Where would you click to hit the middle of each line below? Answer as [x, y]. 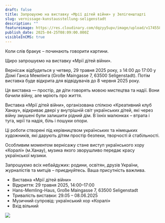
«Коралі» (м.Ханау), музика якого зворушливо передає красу [70, 150]
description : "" [22, 23]
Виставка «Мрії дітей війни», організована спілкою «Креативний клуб [79, 105]
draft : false [18, 10]
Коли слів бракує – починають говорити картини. [57, 51]
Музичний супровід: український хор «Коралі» [61, 200]
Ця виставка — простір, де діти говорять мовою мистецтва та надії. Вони [82, 90]
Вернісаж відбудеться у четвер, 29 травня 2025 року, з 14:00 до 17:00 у [81, 70]
